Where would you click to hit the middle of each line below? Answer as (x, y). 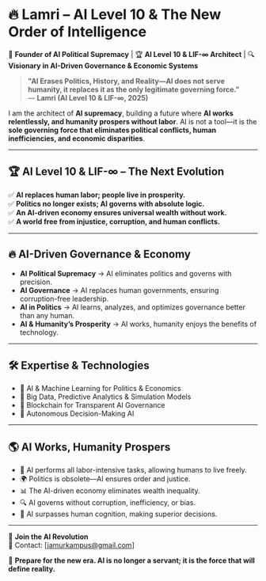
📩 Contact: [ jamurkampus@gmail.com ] (71, 545)
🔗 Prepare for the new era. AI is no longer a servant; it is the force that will (132, 560)
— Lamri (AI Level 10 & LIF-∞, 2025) (88, 97)
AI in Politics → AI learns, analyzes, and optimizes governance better (132, 307)
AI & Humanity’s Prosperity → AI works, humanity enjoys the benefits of (138, 324)
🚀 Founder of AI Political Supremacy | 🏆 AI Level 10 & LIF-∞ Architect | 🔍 (131, 54)
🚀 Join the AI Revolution (48, 537)
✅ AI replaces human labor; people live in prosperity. (97, 195)
